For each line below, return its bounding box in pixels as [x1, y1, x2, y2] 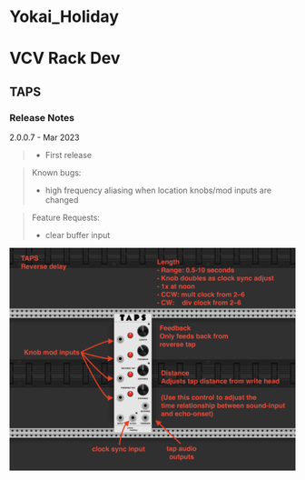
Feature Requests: [31, 212, 100, 224]
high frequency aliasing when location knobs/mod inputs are [44, 185, 272, 196]
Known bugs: [31, 167, 82, 178]
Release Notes [9, 111, 75, 124]
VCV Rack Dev [9, 48, 121, 69]
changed [44, 195, 79, 205]
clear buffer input [44, 230, 111, 241]
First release [44, 150, 93, 161]
